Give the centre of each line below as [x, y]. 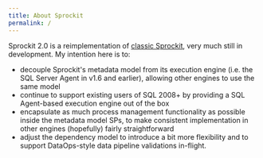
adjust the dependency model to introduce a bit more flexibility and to [134, 137]
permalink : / [30, 23]
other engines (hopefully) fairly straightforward [97, 129]
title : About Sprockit [46, 15]
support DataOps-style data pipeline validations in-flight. [113, 145]
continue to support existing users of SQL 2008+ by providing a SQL [132, 94]
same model [40, 86]
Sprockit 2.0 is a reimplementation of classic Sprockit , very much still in [126, 45]
